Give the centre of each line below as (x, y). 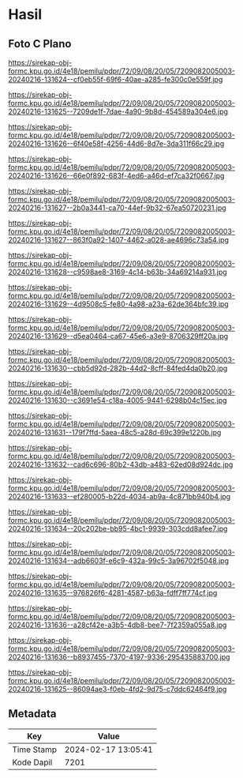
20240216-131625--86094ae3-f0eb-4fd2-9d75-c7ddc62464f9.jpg (118, 689)
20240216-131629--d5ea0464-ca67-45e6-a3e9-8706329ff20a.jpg (118, 336)
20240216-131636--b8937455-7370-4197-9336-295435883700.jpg (119, 657)
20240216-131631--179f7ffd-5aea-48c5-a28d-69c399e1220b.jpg (115, 432)
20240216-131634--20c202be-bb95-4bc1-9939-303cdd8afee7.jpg (118, 528)
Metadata (32, 714)
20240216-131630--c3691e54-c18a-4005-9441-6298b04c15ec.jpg (118, 400)
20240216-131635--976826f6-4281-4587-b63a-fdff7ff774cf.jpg (113, 593)
